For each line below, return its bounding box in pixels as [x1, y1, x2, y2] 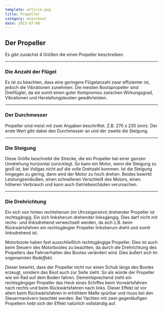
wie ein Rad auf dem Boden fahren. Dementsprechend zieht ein [5, 274, 132, 280]
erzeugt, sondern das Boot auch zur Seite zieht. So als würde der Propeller [5, 270, 155, 275]
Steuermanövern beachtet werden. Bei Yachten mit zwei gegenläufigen [5, 295, 147, 301]
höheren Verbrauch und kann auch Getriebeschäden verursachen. [5, 181, 138, 187]
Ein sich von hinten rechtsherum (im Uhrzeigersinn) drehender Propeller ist [5, 209, 155, 215]
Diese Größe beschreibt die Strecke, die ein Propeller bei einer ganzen [5, 155, 146, 161]
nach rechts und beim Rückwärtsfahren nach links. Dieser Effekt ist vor [5, 285, 147, 291]
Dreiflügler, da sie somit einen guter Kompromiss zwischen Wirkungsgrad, [5, 90, 153, 95]
